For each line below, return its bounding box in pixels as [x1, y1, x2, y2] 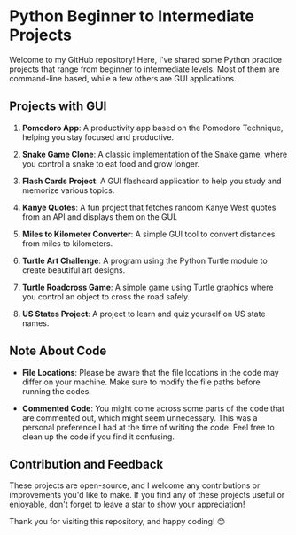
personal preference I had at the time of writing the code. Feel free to [21, 422, 275, 432]
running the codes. [21, 385, 91, 396]
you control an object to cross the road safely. [21, 291, 191, 302]
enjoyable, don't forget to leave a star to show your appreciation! [9, 499, 245, 510]
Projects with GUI [9, 99, 107, 114]
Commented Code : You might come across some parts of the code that [21, 403, 285, 414]
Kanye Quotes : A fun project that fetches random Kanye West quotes [21, 202, 277, 213]
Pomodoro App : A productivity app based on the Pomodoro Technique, [21, 122, 284, 133]
